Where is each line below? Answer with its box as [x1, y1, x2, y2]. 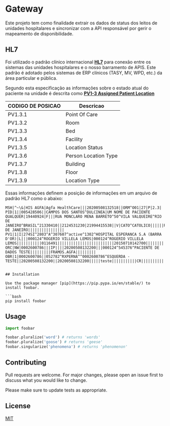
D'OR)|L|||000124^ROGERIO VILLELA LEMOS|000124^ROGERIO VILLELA [5, 236, 144, 241]
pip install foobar [5, 298, 47, 304]
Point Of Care [65, 111, 98, 118]
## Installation [5, 272, 39, 277]
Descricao [79, 102, 105, 109]
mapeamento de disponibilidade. [5, 30, 73, 37]
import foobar [5, 325, 35, 331]
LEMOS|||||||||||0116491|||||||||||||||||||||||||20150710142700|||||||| [5, 241, 164, 246]
